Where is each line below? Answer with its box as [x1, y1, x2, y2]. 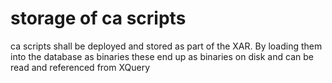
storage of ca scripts [10, 7, 187, 30]
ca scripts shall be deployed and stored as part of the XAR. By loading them [10, 40, 323, 52]
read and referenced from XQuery [10, 61, 151, 73]
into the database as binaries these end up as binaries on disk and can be [10, 50, 314, 62]
